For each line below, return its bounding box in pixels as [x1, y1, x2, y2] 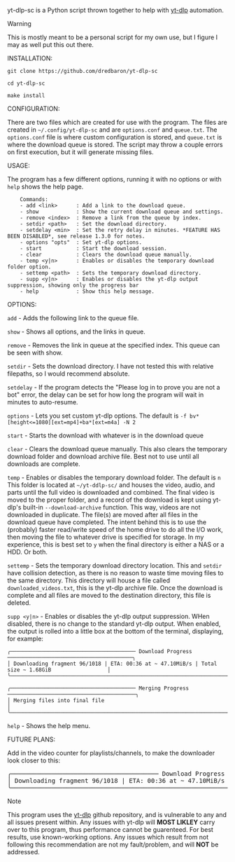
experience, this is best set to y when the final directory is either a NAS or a [7, 540, 225, 549]
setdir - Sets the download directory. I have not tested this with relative [7, 362, 214, 370]
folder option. [7, 264, 52, 271]
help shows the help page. [7, 182, 84, 191]
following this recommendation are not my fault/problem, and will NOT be [7, 840, 219, 849]
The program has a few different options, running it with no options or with [7, 175, 222, 183]
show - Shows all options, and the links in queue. [7, 327, 145, 336]
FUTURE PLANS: [7, 735, 56, 744]
